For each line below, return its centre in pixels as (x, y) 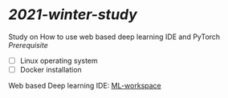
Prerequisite (28, 45)
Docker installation (51, 70)
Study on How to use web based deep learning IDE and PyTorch (114, 37)
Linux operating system (59, 61)
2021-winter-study (73, 15)
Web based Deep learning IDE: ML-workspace (85, 86)
